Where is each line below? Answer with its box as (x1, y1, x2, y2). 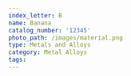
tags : (8, 56, 26, 64)
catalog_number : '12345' (8, 26, 91, 34)
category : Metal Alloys (8, 48, 88, 56)
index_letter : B (8, 11, 62, 20)
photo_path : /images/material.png (8, 33, 124, 42)
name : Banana (8, 19, 52, 27)
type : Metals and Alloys (8, 41, 91, 49)
